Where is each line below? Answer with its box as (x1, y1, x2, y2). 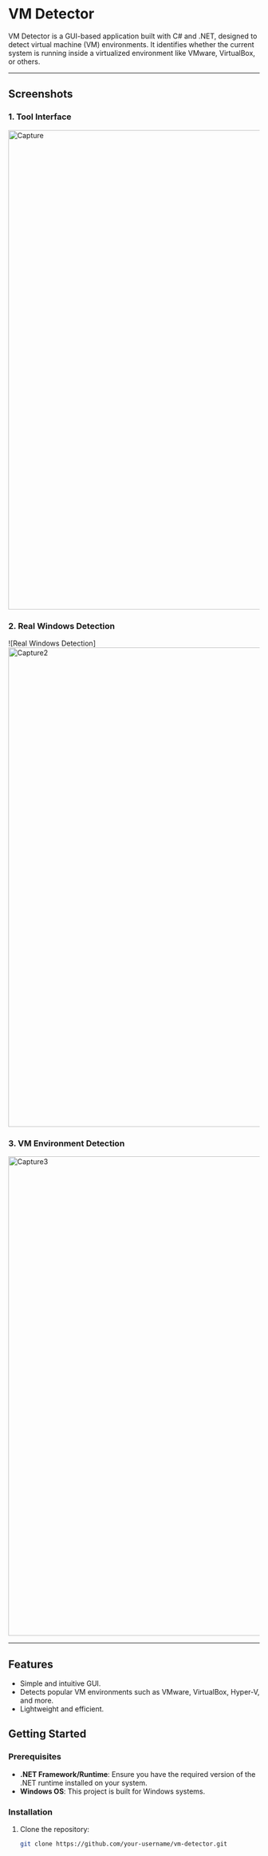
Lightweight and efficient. (19, 1704, 104, 1714)
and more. (19, 1695, 54, 1706)
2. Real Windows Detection (8, 620, 116, 631)
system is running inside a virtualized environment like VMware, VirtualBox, (8, 48, 255, 58)
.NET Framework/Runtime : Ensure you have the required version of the (19, 1769, 256, 1779)
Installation (8, 1806, 53, 1818)
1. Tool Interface (8, 111, 72, 122)
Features (8, 1657, 53, 1671)
